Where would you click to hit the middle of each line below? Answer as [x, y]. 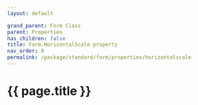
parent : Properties [35, 32]
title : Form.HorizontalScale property [62, 45]
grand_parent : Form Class [44, 26]
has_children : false [37, 38]
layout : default [30, 13]
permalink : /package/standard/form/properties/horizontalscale [99, 58]
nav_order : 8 [26, 51]
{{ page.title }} [49, 91]
